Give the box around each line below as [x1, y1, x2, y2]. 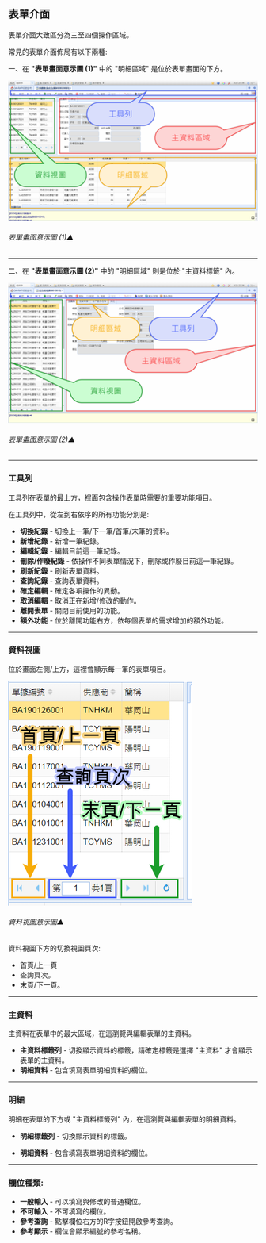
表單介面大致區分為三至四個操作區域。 [8, 30, 133, 40]
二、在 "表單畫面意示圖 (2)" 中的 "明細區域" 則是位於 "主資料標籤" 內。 [8, 266, 239, 275]
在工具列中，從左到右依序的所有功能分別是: [8, 509, 150, 519]
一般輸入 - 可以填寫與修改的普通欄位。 [19, 1196, 146, 1206]
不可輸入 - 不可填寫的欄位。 [19, 1207, 111, 1216]
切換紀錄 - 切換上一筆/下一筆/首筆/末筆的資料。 [19, 526, 174, 535]
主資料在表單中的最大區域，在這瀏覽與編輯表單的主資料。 [8, 1029, 196, 1038]
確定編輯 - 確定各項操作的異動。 [19, 585, 125, 595]
